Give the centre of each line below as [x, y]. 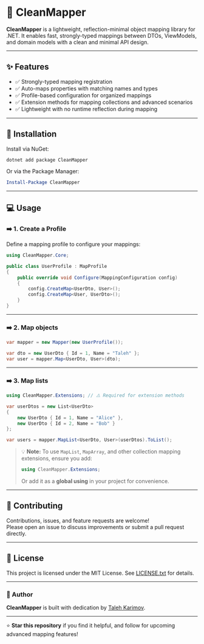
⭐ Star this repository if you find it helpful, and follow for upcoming [91, 626]
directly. [16, 533]
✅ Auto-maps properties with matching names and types [86, 88]
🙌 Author [20, 594]
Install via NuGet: [28, 149]
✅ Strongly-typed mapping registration [63, 81]
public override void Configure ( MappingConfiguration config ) [97, 278]
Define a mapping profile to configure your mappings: [73, 244]
